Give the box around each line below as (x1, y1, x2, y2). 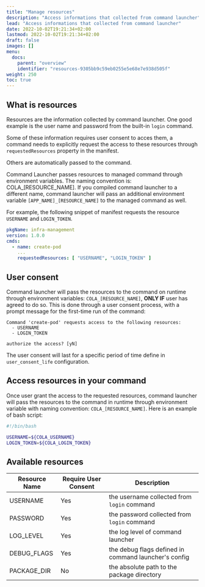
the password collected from (109, 510, 192, 519)
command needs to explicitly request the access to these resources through (6, 140, 198, 148)
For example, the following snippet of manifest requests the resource (6, 208, 180, 215)
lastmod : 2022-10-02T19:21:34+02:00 (6, 32, 99, 38)
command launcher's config (109, 553, 190, 561)
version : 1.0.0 (6, 232, 45, 239)
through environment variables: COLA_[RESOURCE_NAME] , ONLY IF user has (6, 295, 188, 302)
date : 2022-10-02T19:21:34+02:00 (6, 26, 92, 32)
